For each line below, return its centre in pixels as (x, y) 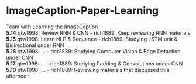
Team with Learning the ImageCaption (52, 27)
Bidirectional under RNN (35, 45)
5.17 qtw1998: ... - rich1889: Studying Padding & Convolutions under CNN (94, 63)
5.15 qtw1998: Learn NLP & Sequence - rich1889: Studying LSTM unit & (92, 39)
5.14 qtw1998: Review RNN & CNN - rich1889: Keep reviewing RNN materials (98, 32)
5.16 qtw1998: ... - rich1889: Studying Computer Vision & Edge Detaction (93, 51)
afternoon (18, 76)
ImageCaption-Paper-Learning (82, 11)
